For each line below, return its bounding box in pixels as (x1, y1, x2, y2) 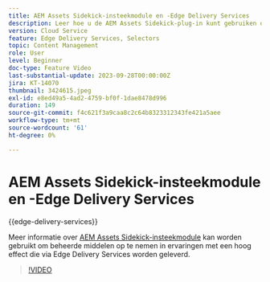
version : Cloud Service (8, 27, 88, 35)
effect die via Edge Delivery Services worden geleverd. (8, 249, 190, 259)
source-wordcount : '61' (8, 124, 88, 132)
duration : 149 (8, 101, 56, 109)
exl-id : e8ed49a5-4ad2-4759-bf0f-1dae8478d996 (8, 94, 167, 102)
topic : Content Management (8, 42, 99, 50)
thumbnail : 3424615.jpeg (8, 86, 92, 95)
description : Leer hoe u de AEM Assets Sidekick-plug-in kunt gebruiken (8, 19, 257, 27)
